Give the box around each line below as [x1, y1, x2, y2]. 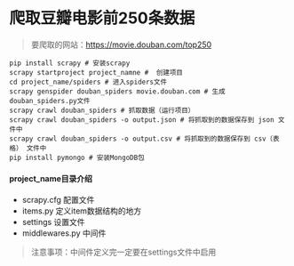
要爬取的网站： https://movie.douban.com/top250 [30, 39, 212, 50]
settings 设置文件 [21, 217, 86, 228]
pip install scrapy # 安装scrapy [9, 59, 131, 68]
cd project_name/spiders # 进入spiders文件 [9, 77, 167, 86]
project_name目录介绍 [9, 173, 93, 183]
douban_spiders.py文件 [9, 96, 91, 105]
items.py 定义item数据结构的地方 [21, 206, 142, 216]
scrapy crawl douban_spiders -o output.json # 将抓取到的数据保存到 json [9, 115, 274, 125]
